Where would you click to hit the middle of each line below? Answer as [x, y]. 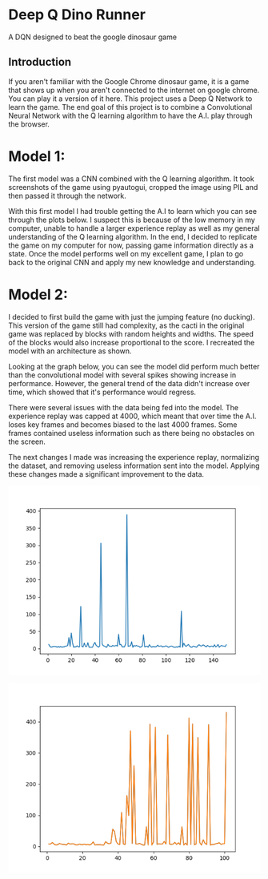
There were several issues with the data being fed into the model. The [124, 407]
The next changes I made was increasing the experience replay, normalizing [134, 457]
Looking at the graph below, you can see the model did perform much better [134, 366]
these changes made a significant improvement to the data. [106, 474]
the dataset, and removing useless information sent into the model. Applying [134, 466]
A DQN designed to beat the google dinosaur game [93, 37]
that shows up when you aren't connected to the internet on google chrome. [134, 90]
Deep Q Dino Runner [77, 15]
